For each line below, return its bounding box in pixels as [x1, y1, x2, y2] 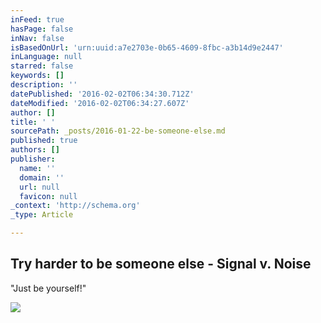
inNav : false [10, 33, 65, 43]
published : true [10, 136, 78, 146]
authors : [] [10, 145, 60, 155]
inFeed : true [10, 14, 65, 25]
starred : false [10, 61, 74, 71]
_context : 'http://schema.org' [10, 201, 141, 211]
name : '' [19, 163, 56, 173]
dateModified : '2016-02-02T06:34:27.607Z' [10, 98, 190, 108]
